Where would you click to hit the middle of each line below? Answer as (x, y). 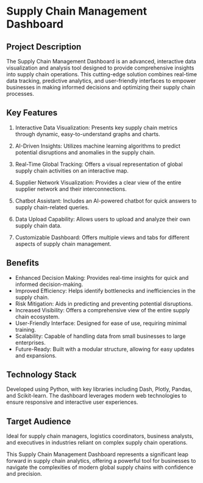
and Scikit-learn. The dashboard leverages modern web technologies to (97, 396)
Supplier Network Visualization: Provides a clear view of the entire (98, 182)
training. (26, 329)
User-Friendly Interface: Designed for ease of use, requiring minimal (101, 323)
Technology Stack (41, 375)
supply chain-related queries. (52, 207)
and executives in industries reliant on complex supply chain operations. (97, 443)
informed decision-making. (49, 284)
